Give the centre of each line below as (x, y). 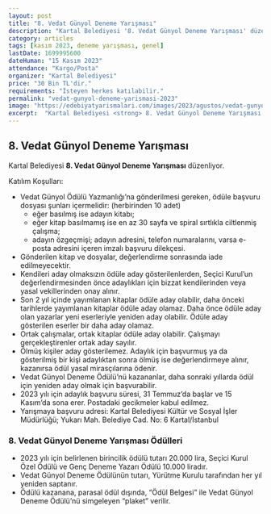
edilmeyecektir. (45, 265)
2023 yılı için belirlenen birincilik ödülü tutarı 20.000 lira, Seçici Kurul (134, 458)
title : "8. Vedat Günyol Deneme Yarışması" (83, 23)
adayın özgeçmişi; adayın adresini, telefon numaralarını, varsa (135, 240)
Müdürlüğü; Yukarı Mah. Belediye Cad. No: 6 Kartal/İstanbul (119, 420)
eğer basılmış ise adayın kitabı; (83, 214)
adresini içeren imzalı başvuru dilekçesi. (119, 248)
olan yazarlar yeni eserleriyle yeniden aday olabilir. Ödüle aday (124, 316)
